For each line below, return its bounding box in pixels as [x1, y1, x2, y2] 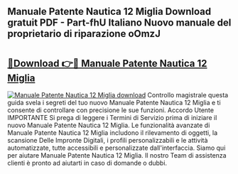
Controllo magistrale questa [147, 91, 229, 99]
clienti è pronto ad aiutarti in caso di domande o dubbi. [7, 159, 168, 167]
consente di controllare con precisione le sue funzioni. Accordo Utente [7, 106, 215, 114]
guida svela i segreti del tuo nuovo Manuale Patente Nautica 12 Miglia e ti [7, 99, 222, 107]
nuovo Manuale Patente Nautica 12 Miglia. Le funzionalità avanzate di [7, 121, 210, 129]
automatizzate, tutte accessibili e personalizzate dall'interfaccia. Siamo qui [7, 143, 226, 152]
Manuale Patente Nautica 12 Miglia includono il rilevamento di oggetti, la [7, 129, 218, 137]
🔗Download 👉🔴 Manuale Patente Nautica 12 [7, 57, 207, 70]
